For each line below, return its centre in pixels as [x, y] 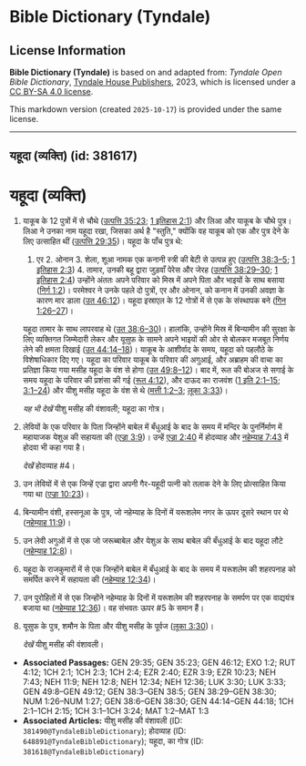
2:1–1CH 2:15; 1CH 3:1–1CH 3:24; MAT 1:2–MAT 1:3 [116, 711]
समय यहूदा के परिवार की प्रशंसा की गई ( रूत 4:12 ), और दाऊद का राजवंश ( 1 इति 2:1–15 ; [151, 381]
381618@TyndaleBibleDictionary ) [83, 751]
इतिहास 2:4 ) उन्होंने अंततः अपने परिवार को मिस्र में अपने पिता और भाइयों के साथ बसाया [160, 281]
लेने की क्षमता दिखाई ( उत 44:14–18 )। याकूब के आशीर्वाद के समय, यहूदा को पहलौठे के [148, 350]
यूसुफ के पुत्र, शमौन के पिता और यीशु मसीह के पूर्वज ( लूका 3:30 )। [118, 627]
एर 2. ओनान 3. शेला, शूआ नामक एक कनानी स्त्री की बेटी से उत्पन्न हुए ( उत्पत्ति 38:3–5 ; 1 [166, 260]
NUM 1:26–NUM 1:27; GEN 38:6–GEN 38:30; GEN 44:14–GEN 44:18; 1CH [158, 701]
